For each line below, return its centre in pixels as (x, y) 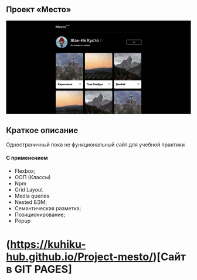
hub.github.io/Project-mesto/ (80, 257)
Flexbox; (25, 171)
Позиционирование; (40, 215)
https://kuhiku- (48, 245)
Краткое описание (42, 130)
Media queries (32, 196)
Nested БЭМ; (31, 202)
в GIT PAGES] (39, 269)
